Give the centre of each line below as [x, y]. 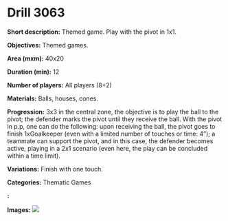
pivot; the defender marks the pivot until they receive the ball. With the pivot [115, 119]
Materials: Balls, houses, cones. [53, 98]
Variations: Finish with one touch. [55, 169]
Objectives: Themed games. [48, 45]
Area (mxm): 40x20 [35, 58]
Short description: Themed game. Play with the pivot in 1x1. [92, 32]
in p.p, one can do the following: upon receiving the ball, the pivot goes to [111, 126]
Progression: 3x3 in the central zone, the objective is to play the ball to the [113, 112]
